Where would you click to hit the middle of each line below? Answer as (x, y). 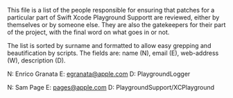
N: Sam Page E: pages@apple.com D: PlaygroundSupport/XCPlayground (111, 87)
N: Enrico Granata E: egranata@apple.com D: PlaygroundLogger (99, 74)
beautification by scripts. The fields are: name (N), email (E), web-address (113, 53)
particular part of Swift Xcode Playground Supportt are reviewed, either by (113, 17)
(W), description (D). (36, 60)
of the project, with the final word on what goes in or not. (88, 32)
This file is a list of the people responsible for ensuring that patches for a (111, 10)
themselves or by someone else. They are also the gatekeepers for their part (116, 25)
